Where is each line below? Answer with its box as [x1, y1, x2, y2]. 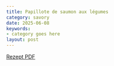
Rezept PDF [6, 53, 35, 60]
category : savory [6, 14, 50, 20]
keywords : [6, 25, 31, 32]
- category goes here [6, 31, 61, 37]
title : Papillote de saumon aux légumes [6, 8, 109, 15]
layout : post [6, 37, 39, 43]
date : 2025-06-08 [6, 20, 50, 26]
